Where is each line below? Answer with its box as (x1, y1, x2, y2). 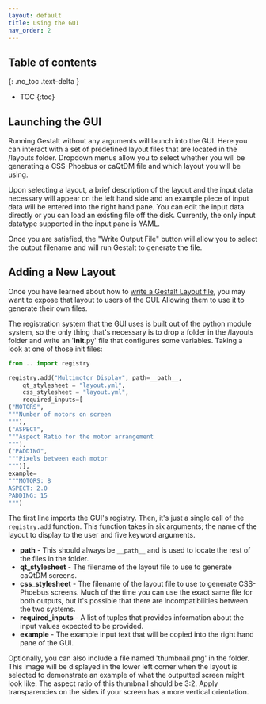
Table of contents (8, 55, 97, 69)
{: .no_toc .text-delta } (8, 77, 80, 86)
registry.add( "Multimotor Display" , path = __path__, (8, 373, 182, 381)
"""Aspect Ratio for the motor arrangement (8, 433, 154, 441)
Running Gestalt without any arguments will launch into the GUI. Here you (8, 136, 248, 145)
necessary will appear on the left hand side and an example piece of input (8, 193, 249, 203)
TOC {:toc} (19, 92, 55, 101)
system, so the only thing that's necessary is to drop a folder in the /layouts (8, 327, 254, 337)
